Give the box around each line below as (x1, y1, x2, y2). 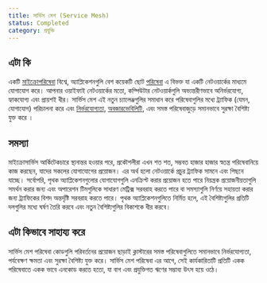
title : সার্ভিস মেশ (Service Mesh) (8, 11, 110, 20)
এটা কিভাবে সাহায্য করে (8, 226, 86, 239)
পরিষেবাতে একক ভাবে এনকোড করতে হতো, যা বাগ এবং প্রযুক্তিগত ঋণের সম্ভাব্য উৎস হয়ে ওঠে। (8, 264, 219, 274)
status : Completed (8, 19, 69, 27)
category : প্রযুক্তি (8, 26, 55, 34)
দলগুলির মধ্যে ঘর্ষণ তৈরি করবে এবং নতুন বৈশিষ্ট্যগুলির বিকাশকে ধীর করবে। (8, 202, 171, 211)
